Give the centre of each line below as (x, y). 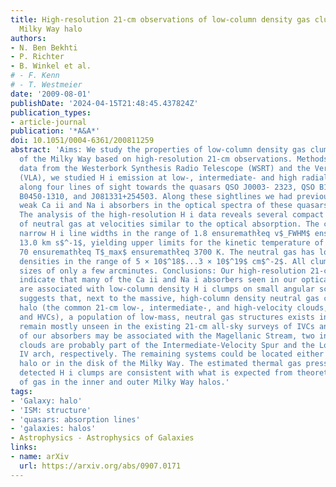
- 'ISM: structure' (51, 410)
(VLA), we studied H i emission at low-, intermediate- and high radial (174, 177)
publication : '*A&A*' (55, 131)
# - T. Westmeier (46, 85)
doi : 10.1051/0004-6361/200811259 (82, 141)
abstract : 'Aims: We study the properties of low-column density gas (158, 150)
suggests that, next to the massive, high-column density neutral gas (169, 299)
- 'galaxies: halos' (53, 429)
